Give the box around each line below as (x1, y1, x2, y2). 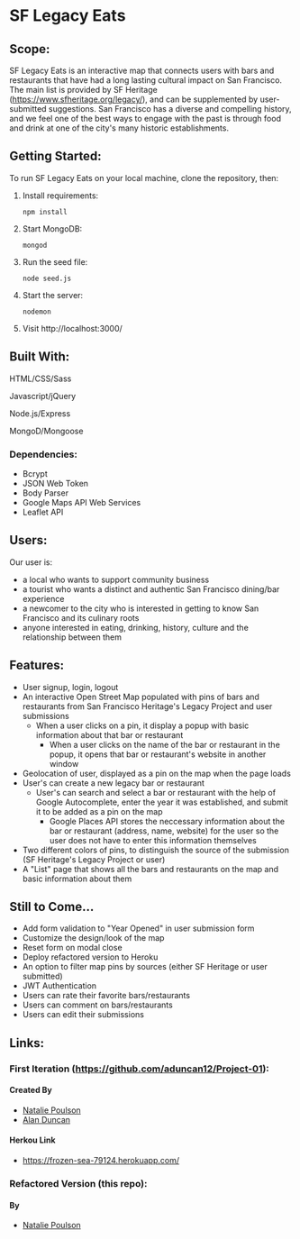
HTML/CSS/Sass (9, 373, 72, 384)
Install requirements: (22, 190, 99, 201)
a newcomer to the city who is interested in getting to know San (22, 603, 259, 614)
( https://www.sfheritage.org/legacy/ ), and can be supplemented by (9, 94, 259, 105)
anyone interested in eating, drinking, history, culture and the (22, 622, 250, 633)
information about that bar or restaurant (35, 729, 184, 740)
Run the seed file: (22, 256, 88, 267)
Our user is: (9, 556, 53, 568)
